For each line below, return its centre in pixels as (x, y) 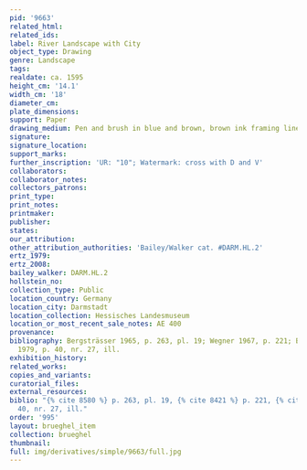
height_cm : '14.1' (44, 86)
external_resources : (49, 392)
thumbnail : (30, 443)
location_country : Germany (61, 298)
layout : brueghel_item (53, 426)
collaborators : (38, 171)
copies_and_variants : (51, 375)
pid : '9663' (32, 18)
